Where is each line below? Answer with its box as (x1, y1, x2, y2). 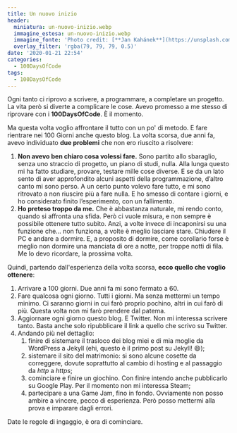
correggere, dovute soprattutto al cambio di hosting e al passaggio (28, 359, 222, 368)
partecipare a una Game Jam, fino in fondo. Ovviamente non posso (28, 389, 224, 398)
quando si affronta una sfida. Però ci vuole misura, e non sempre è (17, 212, 212, 220)
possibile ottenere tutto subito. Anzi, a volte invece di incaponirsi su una (17, 220, 227, 228)
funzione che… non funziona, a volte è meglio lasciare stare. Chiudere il (17, 227, 226, 236)
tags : (7, 69, 23, 76)
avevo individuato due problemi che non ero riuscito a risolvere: (7, 139, 194, 147)
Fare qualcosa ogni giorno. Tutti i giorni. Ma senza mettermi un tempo (17, 291, 220, 300)
